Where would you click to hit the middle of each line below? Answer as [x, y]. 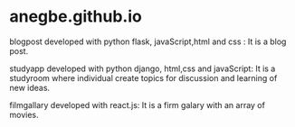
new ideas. [30, 87]
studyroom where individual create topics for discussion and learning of [143, 77]
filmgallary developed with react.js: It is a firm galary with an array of [137, 104]
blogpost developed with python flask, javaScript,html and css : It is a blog [148, 41]
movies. [24, 114]
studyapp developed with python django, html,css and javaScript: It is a [143, 68]
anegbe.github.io [76, 17]
